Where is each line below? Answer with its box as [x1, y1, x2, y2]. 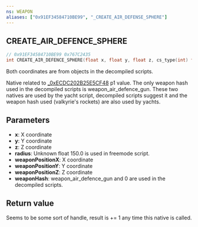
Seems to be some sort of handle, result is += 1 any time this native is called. [6, 214, 192, 221]
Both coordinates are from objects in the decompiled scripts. [6, 68, 153, 75]
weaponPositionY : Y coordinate [14, 162, 93, 169]
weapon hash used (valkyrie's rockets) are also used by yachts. [6, 98, 161, 105]
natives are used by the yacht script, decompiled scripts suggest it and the [6, 92, 187, 99]
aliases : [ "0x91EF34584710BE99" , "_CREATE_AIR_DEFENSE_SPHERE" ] [6, 14, 167, 20]
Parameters [6, 115, 50, 125]
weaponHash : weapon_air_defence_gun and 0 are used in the [14, 175, 166, 182]
